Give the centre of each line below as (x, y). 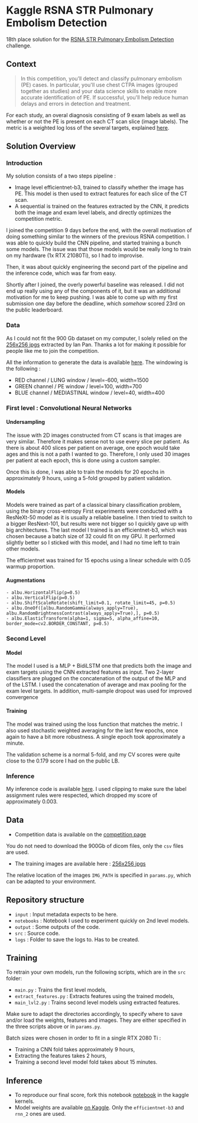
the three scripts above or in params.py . (54, 1027)
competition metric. (38, 219)
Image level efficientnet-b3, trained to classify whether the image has (99, 188)
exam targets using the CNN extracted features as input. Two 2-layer (90, 672)
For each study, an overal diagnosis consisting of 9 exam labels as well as (96, 115)
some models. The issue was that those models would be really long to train (99, 249)
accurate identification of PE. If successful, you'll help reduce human (104, 97)
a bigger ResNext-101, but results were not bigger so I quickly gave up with (97, 524)
